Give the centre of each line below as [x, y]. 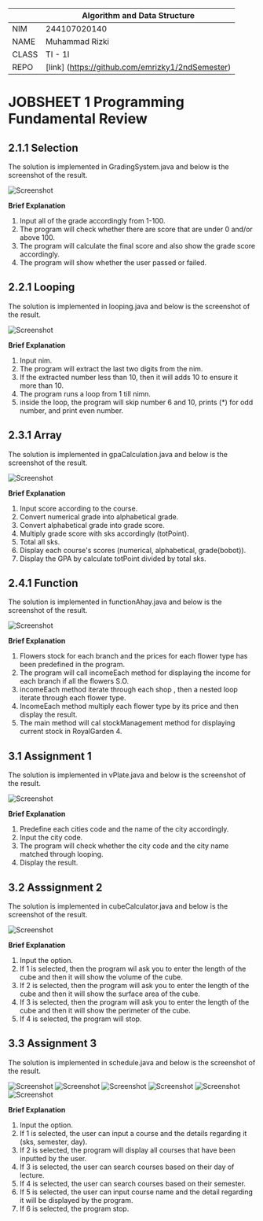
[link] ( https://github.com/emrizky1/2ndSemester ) [139, 67]
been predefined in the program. [72, 665]
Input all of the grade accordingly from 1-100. [92, 221]
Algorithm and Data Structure [138, 15]
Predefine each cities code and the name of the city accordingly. [124, 829]
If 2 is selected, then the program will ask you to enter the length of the [134, 986]
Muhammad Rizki [78, 41]
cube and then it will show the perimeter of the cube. [105, 1011]
